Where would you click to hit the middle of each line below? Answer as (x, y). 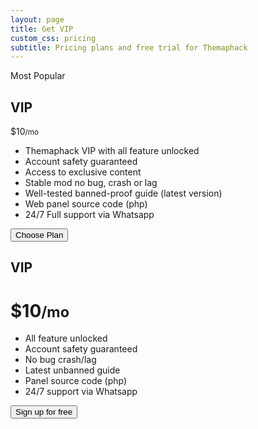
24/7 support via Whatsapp (81, 392)
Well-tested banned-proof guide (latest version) (123, 193)
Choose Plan (39, 235)
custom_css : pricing (53, 38)
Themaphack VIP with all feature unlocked (112, 151)
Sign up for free (44, 412)
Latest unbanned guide (72, 370)
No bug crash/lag (60, 360)
